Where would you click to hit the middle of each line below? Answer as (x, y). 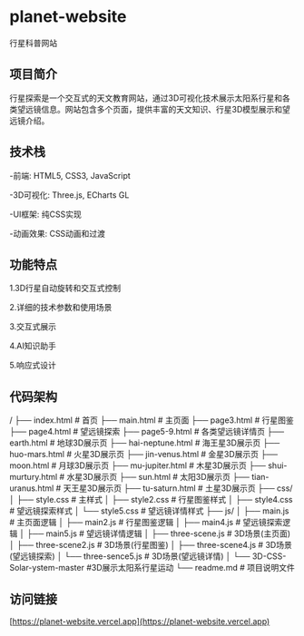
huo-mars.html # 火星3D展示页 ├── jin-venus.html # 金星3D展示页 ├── (144, 455)
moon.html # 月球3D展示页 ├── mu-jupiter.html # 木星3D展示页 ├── (137, 465)
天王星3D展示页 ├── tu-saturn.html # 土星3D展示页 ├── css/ (178, 488)
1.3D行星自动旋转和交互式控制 (65, 289)
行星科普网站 (33, 43)
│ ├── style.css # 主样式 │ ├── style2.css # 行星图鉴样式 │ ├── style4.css (151, 500)
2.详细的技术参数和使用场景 (61, 308)
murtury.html (34, 477)
